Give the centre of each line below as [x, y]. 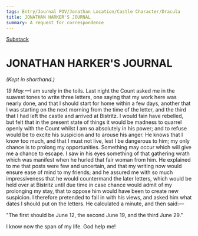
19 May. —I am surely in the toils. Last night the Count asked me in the [90, 91]
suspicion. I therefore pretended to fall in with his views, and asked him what [99, 198]
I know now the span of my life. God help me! [61, 227]
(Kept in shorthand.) [30, 80]
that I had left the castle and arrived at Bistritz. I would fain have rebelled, [95, 116]
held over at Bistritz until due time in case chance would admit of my [89, 185]
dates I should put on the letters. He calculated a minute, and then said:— [95, 204]
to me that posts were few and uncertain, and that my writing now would [94, 166]
